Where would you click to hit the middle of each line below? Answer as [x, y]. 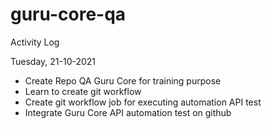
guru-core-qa [68, 14]
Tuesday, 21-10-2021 [53, 61]
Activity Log [35, 42]
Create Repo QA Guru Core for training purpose [123, 80]
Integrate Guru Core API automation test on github [128, 112]
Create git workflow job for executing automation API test [143, 102]
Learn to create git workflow [83, 91]
